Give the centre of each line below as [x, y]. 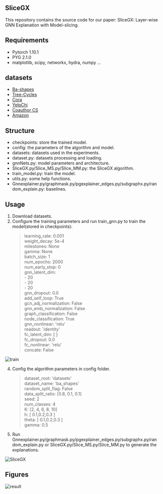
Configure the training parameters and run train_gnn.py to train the [79, 221]
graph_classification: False [51, 314]
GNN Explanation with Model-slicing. [42, 25]
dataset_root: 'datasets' [48, 378]
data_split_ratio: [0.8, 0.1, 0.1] [53, 394]
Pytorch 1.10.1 [25, 52]
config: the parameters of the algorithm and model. [63, 148]
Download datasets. [32, 216]
